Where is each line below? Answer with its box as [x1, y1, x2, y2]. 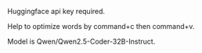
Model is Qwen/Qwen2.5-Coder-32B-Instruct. [7, 37, 156, 46]
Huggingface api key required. [7, 7, 106, 16]
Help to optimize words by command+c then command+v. [7, 22, 195, 30]
